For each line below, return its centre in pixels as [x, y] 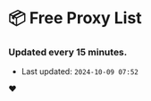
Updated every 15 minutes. [68, 53]
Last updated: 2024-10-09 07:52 [80, 72]
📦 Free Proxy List [75, 18]
